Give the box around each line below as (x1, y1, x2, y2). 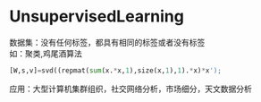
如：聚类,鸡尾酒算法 (9, 47, 83, 59)
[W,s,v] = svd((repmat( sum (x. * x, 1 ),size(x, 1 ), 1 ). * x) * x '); (9, 65, 222, 75)
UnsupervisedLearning (9, 6, 185, 27)
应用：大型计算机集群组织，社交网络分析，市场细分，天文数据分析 (9, 83, 252, 94)
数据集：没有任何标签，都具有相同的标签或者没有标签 (9, 37, 206, 47)
